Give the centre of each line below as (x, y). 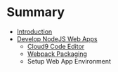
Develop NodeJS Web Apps (57, 38)
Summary (35, 12)
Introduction (34, 31)
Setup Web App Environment (69, 61)
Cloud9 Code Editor (56, 46)
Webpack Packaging (57, 54)
